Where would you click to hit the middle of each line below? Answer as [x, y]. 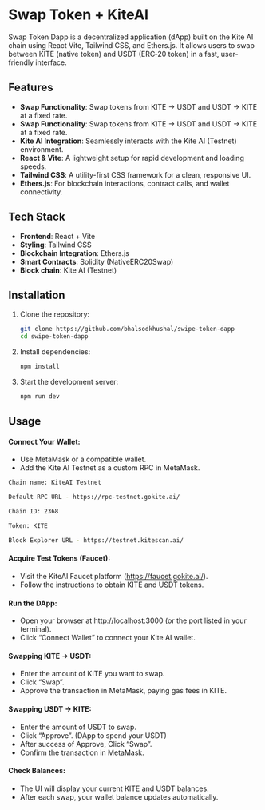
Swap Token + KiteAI [79, 15]
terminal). [36, 629]
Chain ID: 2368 [34, 512]
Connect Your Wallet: [44, 441]
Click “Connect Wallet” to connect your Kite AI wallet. [107, 638]
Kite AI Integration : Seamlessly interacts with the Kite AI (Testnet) [128, 141]
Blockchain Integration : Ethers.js [74, 253]
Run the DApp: [33, 603]
